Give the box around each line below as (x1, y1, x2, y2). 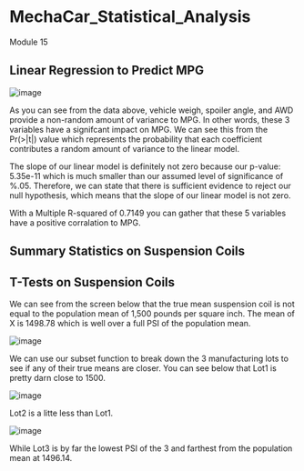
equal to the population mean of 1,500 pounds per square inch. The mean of (9, 307, 296, 319)
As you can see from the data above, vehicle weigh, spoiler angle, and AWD (9, 105, 294, 115)
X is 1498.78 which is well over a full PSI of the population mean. (9, 317, 251, 328)
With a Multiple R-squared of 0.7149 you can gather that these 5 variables (9, 207, 287, 218)
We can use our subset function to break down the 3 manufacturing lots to (9, 353, 289, 364)
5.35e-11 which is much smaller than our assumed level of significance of (9, 170, 284, 181)
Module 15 (9, 36, 48, 47)
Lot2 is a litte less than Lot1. (9, 407, 114, 418)
